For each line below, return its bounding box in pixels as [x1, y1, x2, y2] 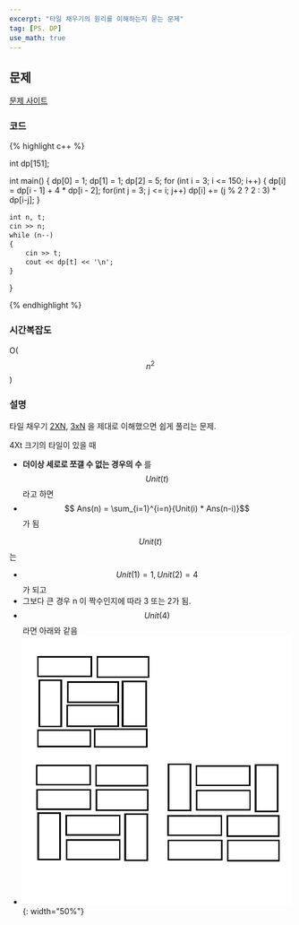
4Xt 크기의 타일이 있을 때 [9, 439, 97, 450]
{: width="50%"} [21, 905, 85, 916]
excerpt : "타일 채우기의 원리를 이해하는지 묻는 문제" [9, 14, 184, 23]
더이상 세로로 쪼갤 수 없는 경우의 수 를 [21, 458, 152, 470]
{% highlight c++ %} [9, 141, 85, 151]
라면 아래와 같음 [21, 625, 78, 635]
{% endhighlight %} [9, 300, 82, 311]
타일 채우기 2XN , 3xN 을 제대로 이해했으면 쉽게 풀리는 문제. [9, 420, 217, 431]
